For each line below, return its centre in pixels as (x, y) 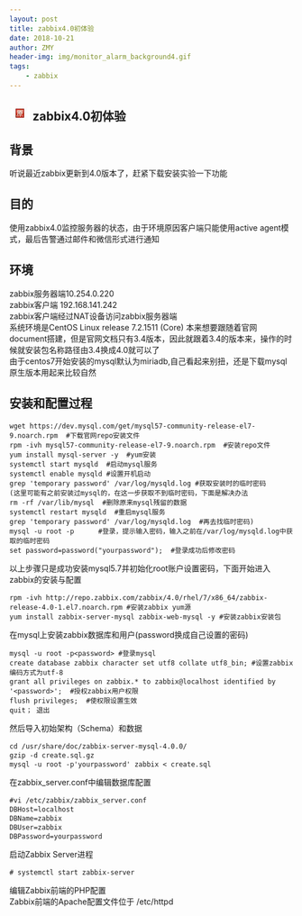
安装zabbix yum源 (161, 607)
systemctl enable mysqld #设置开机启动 (80, 474)
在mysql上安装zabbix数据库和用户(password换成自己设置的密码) (129, 634)
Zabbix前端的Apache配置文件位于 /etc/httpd (92, 902)
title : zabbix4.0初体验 (52, 28)
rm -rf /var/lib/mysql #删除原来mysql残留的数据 (98, 503)
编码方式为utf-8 (37, 672)
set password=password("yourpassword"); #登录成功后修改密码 (123, 550)
